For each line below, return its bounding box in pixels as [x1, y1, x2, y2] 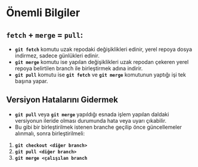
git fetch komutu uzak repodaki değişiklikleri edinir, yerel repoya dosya [14, 45, 193, 53]
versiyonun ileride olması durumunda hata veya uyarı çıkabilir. [14, 117, 167, 124]
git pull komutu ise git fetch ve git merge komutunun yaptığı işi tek [14, 71, 186, 78]
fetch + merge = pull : [6, 30, 83, 40]
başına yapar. [14, 78, 48, 84]
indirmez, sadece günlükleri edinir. [14, 52, 100, 59]
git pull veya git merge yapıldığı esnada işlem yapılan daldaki [14, 111, 169, 118]
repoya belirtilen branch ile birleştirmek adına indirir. [14, 65, 143, 72]
